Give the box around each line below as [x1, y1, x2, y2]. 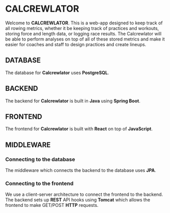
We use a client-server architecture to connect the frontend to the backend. [5, 191, 163, 198]
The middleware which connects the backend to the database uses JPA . [5, 167, 156, 173]
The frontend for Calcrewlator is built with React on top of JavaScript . [5, 126, 153, 132]
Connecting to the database [5, 156, 75, 163]
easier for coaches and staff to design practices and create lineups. [5, 41, 147, 47]
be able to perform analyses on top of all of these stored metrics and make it [5, 36, 165, 42]
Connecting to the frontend [5, 180, 74, 187]
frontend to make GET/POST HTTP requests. [5, 202, 99, 208]
